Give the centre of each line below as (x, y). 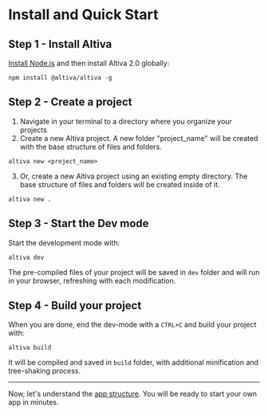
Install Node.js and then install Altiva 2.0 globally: (89, 63)
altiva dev (26, 257)
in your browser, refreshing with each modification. (92, 280)
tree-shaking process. (45, 371)
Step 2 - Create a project (70, 102)
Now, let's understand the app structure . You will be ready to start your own (133, 394)
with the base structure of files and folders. (91, 147)
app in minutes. (33, 402)
